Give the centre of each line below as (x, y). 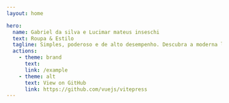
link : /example (46, 70)
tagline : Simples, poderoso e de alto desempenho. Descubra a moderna (115, 45)
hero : (14, 26)
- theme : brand (40, 58)
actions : (25, 51)
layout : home (25, 13)
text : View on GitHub (55, 83)
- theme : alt (37, 76)
